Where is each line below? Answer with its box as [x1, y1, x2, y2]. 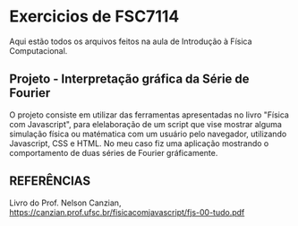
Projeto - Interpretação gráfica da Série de [9, 72, 250, 87]
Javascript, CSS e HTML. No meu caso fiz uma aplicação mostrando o [9, 137, 269, 149]
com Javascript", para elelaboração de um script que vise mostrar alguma [9, 118, 282, 129]
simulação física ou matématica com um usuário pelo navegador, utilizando [9, 128, 287, 139]
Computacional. [9, 45, 68, 56]
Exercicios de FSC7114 [9, 6, 180, 27]
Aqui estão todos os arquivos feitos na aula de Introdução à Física [9, 36, 252, 47]
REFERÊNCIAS [9, 173, 91, 189]
